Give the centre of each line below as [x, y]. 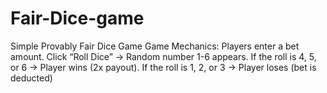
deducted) [31, 78]
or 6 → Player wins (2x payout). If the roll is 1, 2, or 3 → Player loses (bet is [163, 67]
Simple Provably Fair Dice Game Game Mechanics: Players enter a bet [155, 46]
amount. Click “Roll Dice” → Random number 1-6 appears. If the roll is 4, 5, [163, 56]
